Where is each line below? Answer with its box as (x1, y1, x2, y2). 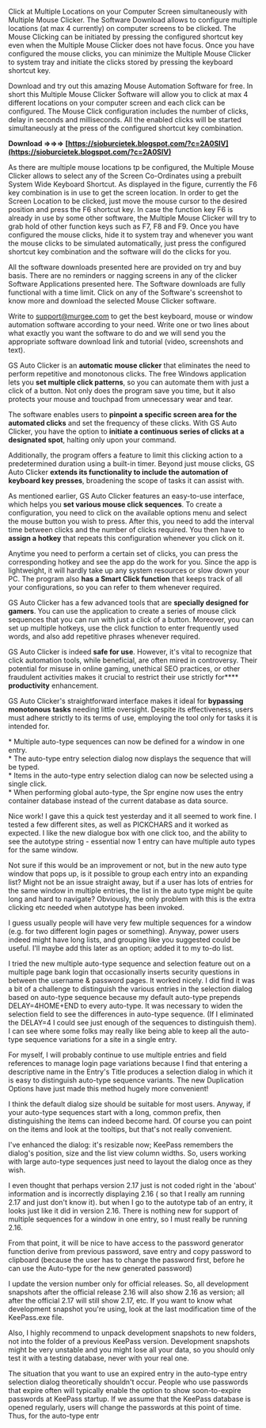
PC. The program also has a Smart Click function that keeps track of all (8, 574, 243, 583)
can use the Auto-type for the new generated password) (8, 1264, 192, 1273)
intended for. (8, 722, 50, 731)
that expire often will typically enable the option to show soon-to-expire (8, 1386, 241, 1395)
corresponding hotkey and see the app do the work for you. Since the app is (8, 558, 257, 566)
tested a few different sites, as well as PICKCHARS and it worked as (8, 820, 229, 829)
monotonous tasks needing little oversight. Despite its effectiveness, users (8, 704, 254, 714)
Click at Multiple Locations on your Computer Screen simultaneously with (8, 7, 248, 16)
